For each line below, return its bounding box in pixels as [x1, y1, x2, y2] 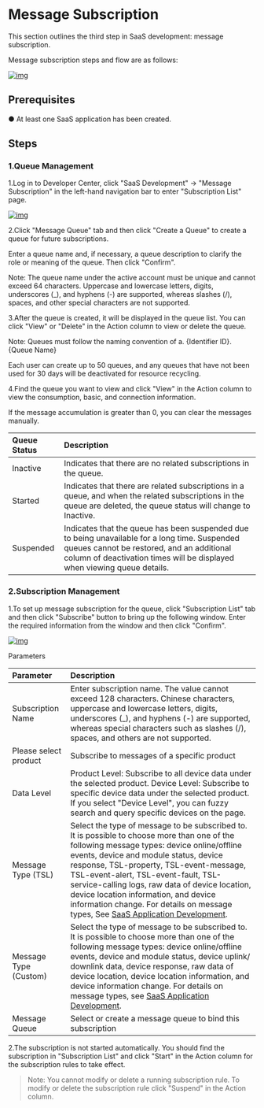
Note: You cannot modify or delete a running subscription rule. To [27, 1075, 240, 1084]
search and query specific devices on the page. [70, 807, 246, 818]
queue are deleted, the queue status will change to [64, 500, 251, 511]
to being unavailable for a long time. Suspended [64, 533, 240, 544]
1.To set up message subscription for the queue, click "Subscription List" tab [8, 604, 256, 613]
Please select [12, 745, 61, 756]
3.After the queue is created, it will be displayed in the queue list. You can [8, 313, 246, 323]
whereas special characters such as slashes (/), [70, 722, 247, 733]
